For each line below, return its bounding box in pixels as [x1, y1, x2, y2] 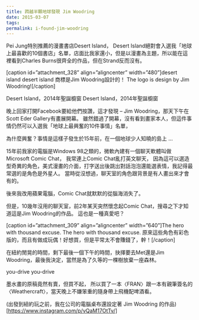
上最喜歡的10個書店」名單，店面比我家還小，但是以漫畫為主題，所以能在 [6, 50, 183, 57]
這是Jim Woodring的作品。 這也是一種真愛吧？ [11, 210, 125, 217]
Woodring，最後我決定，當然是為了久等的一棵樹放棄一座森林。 [6, 256, 160, 264]
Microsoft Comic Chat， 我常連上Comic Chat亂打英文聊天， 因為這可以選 [6, 155, 185, 162]
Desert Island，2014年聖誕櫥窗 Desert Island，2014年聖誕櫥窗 [6, 95, 159, 102]
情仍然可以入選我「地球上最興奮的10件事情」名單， [6, 122, 131, 129]
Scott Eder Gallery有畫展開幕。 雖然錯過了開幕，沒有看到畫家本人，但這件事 [6, 115, 192, 122]
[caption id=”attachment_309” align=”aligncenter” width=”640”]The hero [6, 222, 184, 229]
